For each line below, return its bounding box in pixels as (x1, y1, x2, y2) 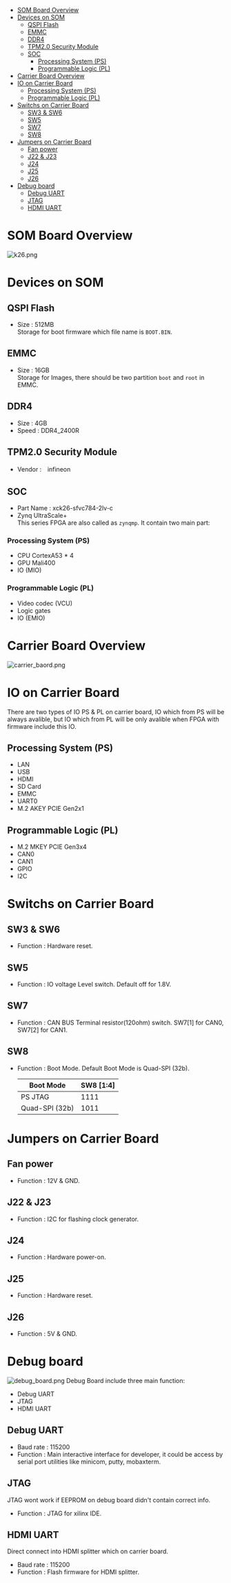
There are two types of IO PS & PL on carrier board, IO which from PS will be (7, 707, 225, 716)
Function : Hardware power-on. (17, 1253, 106, 1261)
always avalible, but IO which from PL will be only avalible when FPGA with (7, 715, 219, 723)
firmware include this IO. (7, 722, 77, 730)
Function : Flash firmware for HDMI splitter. (17, 1568, 140, 1576)
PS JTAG (20, 1092, 50, 1102)
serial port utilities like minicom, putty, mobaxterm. (17, 1458, 161, 1466)
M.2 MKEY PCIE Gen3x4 (17, 843, 88, 851)
